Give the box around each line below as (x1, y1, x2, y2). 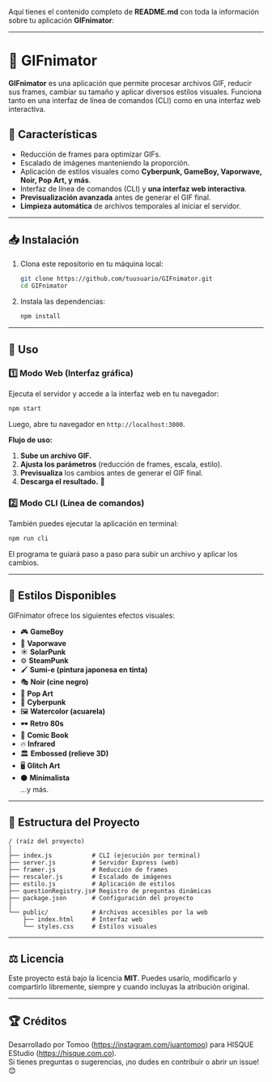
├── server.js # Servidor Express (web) (8, 858, 180, 867)
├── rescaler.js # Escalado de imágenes (8, 873, 172, 881)
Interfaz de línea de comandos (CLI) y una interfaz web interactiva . (19, 183, 247, 193)
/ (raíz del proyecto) (8, 837, 85, 845)
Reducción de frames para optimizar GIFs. (19, 149, 162, 159)
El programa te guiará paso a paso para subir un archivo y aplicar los (8, 549, 238, 558)
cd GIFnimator (19, 282, 68, 291)
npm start (8, 404, 42, 412)
